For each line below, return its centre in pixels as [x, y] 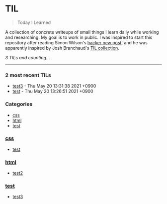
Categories [19, 104]
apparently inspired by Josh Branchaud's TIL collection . [62, 48]
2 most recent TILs [28, 75]
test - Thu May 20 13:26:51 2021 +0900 [53, 91]
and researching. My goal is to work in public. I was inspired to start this [79, 37]
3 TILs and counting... [28, 57]
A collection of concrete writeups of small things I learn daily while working [82, 32]
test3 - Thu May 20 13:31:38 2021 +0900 [54, 86]
